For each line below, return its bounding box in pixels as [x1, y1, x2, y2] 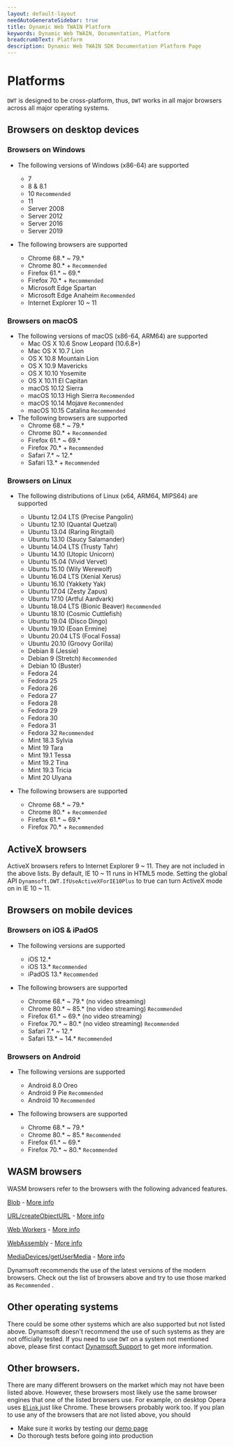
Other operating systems [7, 1301, 119, 1313]
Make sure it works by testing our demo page [17, 1424, 148, 1433]
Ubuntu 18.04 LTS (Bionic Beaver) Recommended [27, 602, 161, 610]
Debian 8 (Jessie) [27, 647, 79, 655]
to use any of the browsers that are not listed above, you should [7, 1411, 191, 1419]
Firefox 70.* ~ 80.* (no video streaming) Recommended [27, 1019, 180, 1027]
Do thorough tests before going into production [17, 1432, 154, 1440]
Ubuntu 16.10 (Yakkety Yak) [27, 580, 106, 589]
